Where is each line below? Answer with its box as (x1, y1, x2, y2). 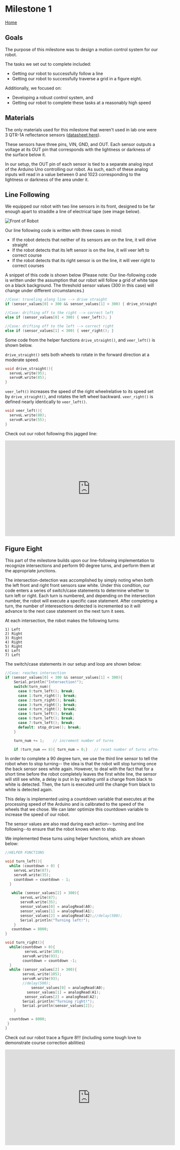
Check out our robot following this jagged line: (5, 430, 98, 436)
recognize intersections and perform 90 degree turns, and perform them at (5, 563, 155, 568)
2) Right (5, 631, 23, 637)
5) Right (5, 644, 23, 649)
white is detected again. (5, 787, 53, 793)
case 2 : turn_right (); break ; (17, 698, 77, 703)
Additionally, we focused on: (5, 85, 62, 91)
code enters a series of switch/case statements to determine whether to (5, 587, 149, 594)
